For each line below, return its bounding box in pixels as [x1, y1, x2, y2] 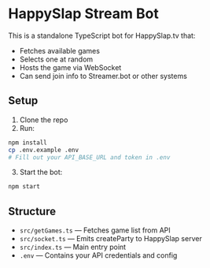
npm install [8, 139, 47, 147]
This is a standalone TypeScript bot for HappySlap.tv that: [8, 31, 196, 40]
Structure [8, 204, 57, 218]
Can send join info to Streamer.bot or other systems [19, 71, 187, 80]
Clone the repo [19, 115, 68, 125]
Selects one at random [19, 54, 94, 64]
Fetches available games [19, 46, 101, 55]
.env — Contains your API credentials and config [19, 251, 178, 260]
